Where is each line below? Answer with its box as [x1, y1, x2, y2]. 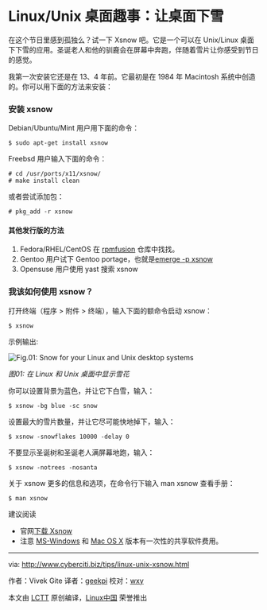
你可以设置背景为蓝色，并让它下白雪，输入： [8, 386, 155, 395]
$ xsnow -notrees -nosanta [8, 463, 98, 472]
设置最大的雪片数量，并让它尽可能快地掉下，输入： [8, 417, 176, 426]
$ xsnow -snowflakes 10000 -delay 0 [8, 433, 130, 441]
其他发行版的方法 [8, 225, 64, 235]
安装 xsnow [8, 103, 53, 115]
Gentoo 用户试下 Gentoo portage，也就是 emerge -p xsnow [19, 254, 213, 264]
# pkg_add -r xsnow [8, 208, 73, 216]
